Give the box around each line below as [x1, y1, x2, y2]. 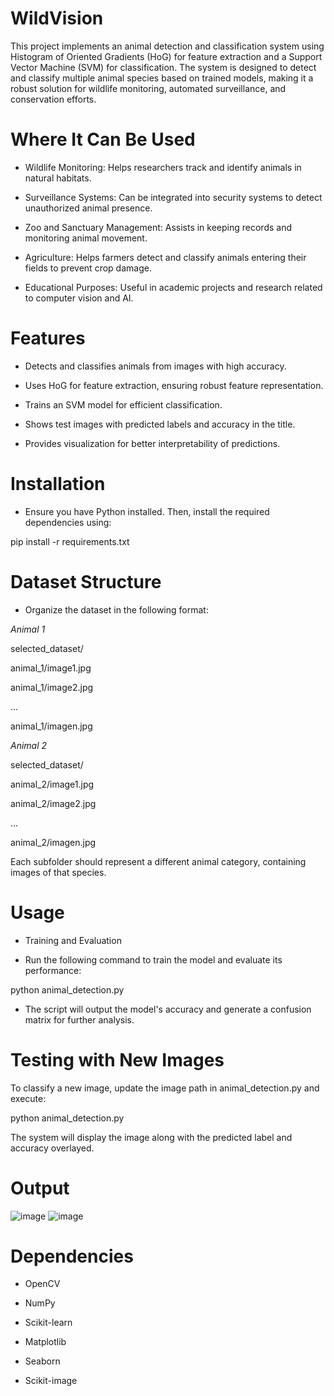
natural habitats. [24, 172, 92, 184]
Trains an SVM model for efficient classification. [24, 398, 223, 411]
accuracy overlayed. [10, 1142, 95, 1154]
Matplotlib [24, 1336, 67, 1348]
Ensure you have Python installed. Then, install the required [24, 505, 270, 517]
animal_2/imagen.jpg [10, 836, 97, 848]
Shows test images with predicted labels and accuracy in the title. [24, 418, 296, 430]
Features [10, 327, 86, 350]
